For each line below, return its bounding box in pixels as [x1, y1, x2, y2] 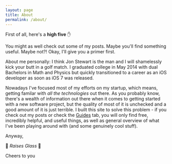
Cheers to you [5, 153, 35, 159]
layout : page [5, 7, 33, 13]
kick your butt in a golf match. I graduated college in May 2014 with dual [5, 64, 158, 70]
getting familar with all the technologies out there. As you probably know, [5, 90, 160, 96]
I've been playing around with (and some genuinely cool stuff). [5, 123, 138, 129]
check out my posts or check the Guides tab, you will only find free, [5, 112, 148, 118]
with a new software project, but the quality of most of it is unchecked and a [5, 101, 167, 108]
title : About [5, 12, 33, 17]
